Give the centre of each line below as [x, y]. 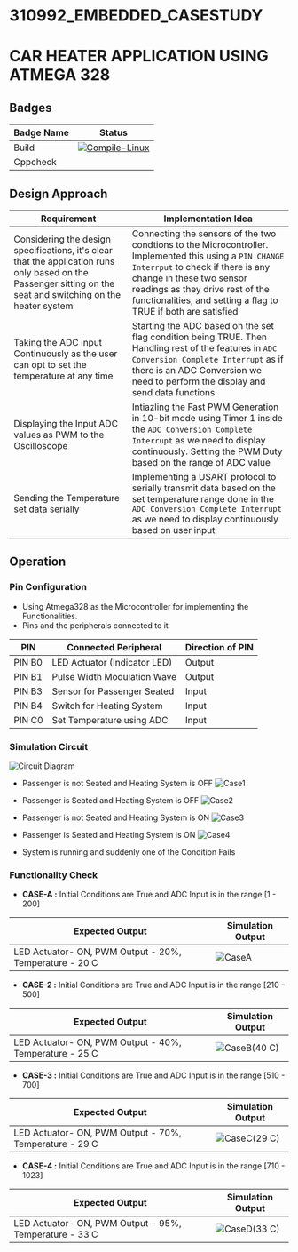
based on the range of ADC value [201, 463]
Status [114, 132]
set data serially [47, 509]
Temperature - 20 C [56, 963]
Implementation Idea [208, 219]
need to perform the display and [199, 381]
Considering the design [62, 239]
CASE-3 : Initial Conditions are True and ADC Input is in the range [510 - [153, 1075]
